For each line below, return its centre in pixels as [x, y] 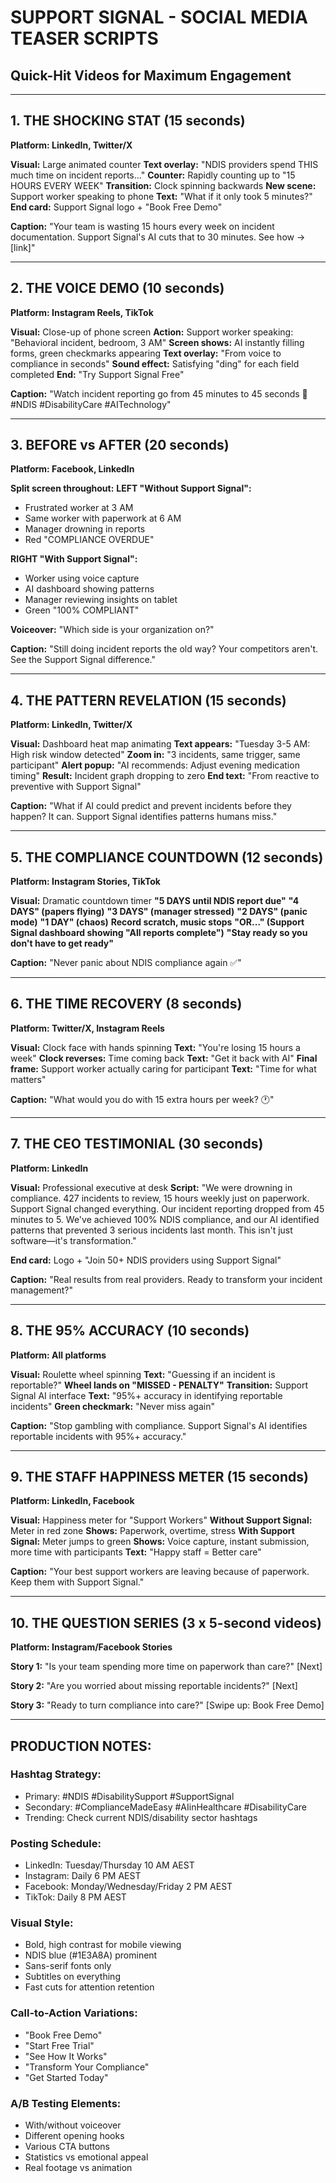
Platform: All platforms [58, 1355]
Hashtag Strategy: [56, 1774]
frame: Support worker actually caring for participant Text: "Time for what [163, 1068]
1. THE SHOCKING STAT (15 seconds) [128, 121]
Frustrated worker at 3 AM [79, 508]
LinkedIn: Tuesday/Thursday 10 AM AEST [109, 1865]
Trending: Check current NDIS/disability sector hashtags [141, 1817]
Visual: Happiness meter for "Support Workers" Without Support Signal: [161, 1520]
